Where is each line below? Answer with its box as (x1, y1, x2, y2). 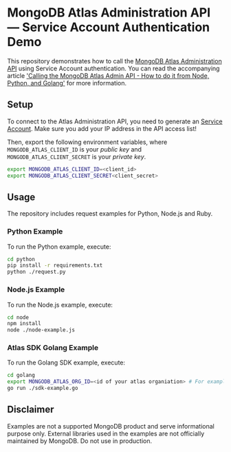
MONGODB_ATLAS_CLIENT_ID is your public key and (7, 145, 142, 153)
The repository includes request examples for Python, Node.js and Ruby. (7, 209, 213, 218)
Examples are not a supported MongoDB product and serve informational (7, 422, 215, 430)
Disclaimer (7, 404, 54, 415)
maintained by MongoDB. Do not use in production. (7, 436, 153, 445)
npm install (7, 320, 41, 327)
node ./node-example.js (7, 327, 76, 333)
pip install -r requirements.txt (7, 262, 103, 269)
